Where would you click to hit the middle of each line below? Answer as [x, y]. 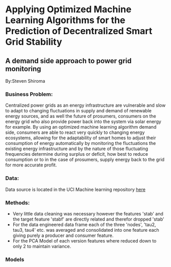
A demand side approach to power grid [68, 60]
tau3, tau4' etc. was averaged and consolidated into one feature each [86, 230]
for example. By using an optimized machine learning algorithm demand [81, 127]
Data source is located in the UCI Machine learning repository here [75, 189]
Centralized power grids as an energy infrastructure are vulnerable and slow [86, 105]
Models [15, 259]
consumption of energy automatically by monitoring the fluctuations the [81, 143]
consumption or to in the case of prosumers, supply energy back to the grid [85, 160]
